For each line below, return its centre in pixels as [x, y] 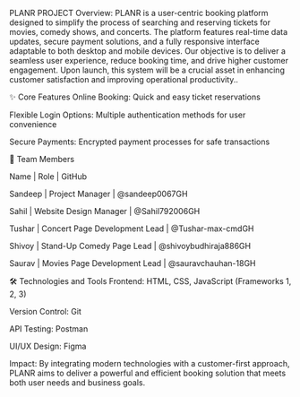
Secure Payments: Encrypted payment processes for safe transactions [140, 142]
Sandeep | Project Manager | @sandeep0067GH [99, 194]
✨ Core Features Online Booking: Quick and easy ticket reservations [135, 97]
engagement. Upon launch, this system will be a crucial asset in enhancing [147, 70]
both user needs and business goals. [77, 383]
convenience [33, 124]
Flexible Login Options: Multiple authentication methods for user [128, 115]
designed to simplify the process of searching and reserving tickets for [140, 22]
